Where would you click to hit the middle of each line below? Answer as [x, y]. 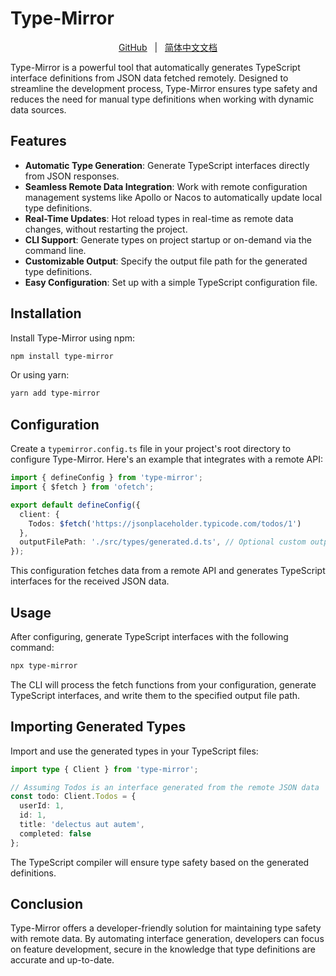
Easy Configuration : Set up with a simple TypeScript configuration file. [171, 282]
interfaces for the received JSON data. [90, 581]
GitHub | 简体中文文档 [168, 47]
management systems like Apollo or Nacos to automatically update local [173, 197]
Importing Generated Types [98, 727]
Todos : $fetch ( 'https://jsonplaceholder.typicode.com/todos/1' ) [165, 523]
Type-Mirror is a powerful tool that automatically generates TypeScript [155, 67]
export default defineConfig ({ [75, 505]
